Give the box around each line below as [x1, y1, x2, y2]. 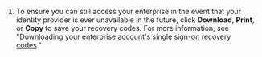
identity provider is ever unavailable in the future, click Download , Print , [15, 15, 255, 25]
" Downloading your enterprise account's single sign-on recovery [15, 32, 231, 41]
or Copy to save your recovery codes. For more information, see [15, 24, 230, 32]
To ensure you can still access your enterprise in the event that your [15, 7, 242, 16]
